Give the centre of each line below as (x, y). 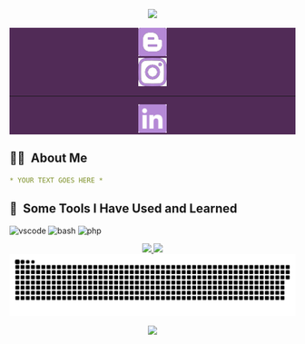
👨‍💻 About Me (49, 158)
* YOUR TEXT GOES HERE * (56, 180)
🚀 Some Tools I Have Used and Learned (123, 209)
